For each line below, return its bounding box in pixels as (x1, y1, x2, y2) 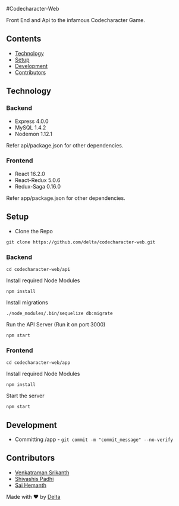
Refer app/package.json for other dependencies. (6, 194, 126, 202)
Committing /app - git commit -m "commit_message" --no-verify (14, 436, 174, 443)
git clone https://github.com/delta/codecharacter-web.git (6, 239, 156, 245)
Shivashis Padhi (14, 475, 54, 482)
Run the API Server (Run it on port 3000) (6, 320, 106, 328)
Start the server (6, 392, 45, 399)
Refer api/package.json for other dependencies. (6, 141, 124, 149)
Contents (6, 34, 42, 44)
